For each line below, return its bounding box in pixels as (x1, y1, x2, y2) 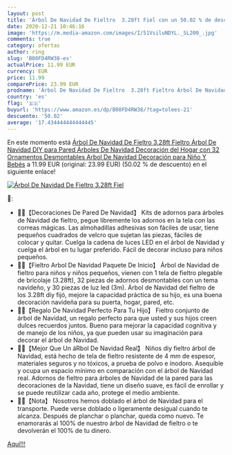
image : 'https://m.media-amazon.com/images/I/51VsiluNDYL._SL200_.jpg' (7, 29, 217, 37)
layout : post (7, 10, 45, 17)
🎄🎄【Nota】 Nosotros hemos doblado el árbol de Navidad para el (17, 396, 204, 405)
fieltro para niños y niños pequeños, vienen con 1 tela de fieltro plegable (17, 268, 223, 276)
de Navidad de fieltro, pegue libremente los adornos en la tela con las (17, 216, 215, 224)
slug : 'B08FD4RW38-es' (7, 55, 72, 62)
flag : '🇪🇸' (7, 100, 41, 107)
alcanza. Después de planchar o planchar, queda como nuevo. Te (17, 412, 204, 420)
